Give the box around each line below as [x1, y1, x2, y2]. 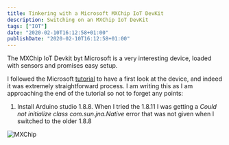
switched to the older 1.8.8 [16, 117, 93, 125]
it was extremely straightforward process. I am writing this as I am [7, 82, 193, 90]
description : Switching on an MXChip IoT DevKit [7, 16, 149, 23]
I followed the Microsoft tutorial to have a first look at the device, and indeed [7, 75, 223, 83]
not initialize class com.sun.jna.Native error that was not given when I [16, 110, 215, 118]
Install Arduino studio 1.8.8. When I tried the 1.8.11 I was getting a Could [16, 103, 217, 111]
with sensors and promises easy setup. [7, 62, 118, 70]
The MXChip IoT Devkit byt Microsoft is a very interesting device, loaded [7, 54, 212, 62]
